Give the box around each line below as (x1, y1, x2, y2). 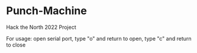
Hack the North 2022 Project (6, 24, 76, 31)
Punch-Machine (6, 4, 87, 18)
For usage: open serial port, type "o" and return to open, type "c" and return (6, 35, 192, 42)
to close (6, 41, 26, 48)
